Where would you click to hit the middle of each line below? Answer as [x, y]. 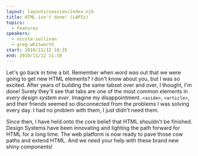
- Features [25, 28]
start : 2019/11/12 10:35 [37, 50]
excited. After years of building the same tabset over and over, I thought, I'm [99, 85]
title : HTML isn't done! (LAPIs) [47, 17]
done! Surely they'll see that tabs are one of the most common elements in [97, 91]
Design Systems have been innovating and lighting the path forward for [93, 128]
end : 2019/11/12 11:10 [34, 56]
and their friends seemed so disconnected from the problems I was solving [98, 103]
